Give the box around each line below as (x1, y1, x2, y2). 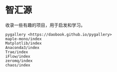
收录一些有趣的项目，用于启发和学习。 (5, 22, 85, 28)
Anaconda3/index (5, 45, 40, 50)
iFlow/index (5, 53, 30, 59)
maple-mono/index (5, 36, 42, 41)
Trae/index (5, 49, 28, 54)
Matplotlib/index (5, 40, 42, 45)
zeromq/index (5, 58, 33, 63)
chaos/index (5, 62, 30, 67)
